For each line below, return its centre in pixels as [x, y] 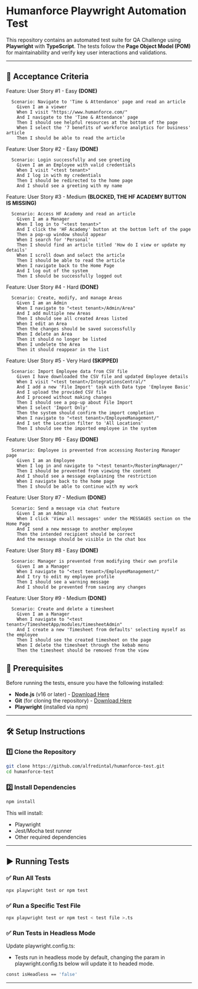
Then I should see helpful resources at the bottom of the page [97, 123]
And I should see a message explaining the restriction [87, 476]
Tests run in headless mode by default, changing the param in [90, 958]
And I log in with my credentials [59, 175]
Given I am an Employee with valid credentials [76, 165]
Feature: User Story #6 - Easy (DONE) [52, 439]
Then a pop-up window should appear [62, 234]
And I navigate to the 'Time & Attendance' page [77, 117]
